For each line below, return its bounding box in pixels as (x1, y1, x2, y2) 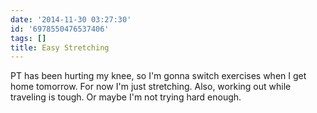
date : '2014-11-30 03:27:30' (10, 14, 132, 25)
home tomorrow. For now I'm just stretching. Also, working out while (10, 81, 292, 93)
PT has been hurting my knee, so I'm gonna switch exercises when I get (10, 70, 307, 82)
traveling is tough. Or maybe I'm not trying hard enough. (10, 91, 242, 103)
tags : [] (10, 33, 47, 43)
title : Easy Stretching (10, 42, 110, 53)
